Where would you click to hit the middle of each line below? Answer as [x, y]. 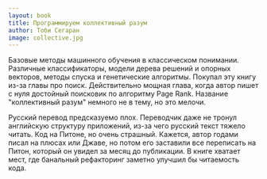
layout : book [30, 15]
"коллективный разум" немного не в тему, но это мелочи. [107, 102]
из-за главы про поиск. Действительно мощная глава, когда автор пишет [133, 86]
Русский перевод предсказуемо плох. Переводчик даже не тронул [122, 118]
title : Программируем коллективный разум [78, 23]
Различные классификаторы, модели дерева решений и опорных [120, 69]
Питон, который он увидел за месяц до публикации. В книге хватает [124, 151]
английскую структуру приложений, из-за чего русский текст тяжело [127, 126]
